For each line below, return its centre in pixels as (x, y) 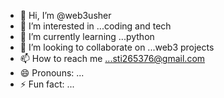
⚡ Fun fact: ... (47, 84)
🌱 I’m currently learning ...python (87, 36)
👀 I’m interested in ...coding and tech (95, 26)
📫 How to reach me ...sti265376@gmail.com (112, 58)
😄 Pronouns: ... (52, 73)
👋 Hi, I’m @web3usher (65, 15)
